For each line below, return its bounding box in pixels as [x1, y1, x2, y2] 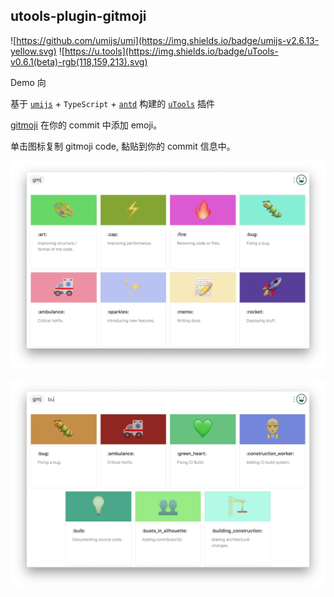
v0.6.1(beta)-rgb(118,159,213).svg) [10, 55, 148, 68]
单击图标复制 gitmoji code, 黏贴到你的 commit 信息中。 [10, 140, 236, 152]
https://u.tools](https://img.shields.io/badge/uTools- [64, 45, 279, 57]
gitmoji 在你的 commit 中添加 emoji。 [10, 119, 163, 131]
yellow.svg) [10, 45, 57, 57]
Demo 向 [10, 76, 47, 88]
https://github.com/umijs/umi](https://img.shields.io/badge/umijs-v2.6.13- [16, 34, 320, 46]
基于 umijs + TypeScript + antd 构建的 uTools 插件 [10, 97, 216, 109]
